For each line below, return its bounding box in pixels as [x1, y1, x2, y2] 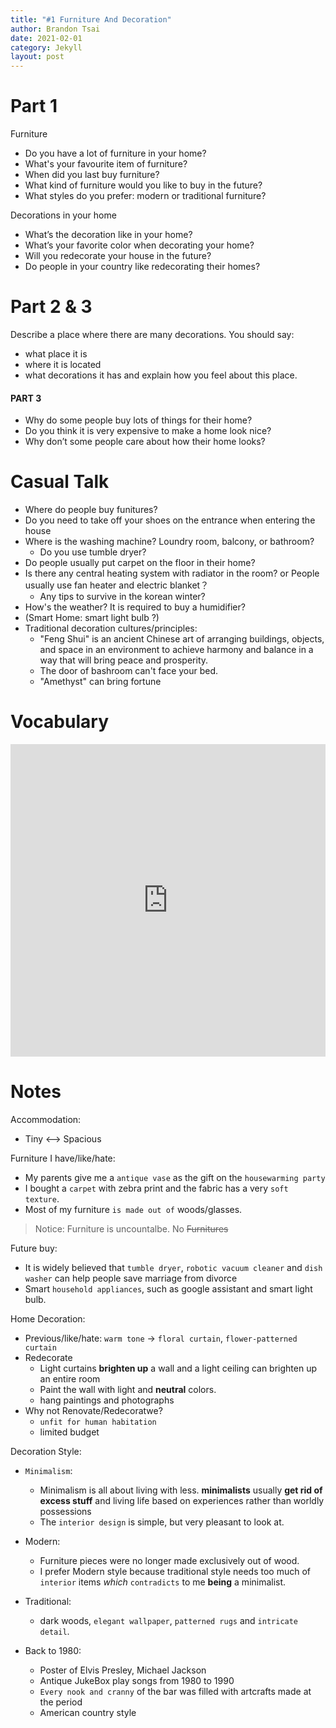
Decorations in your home [10, 209, 117, 221]
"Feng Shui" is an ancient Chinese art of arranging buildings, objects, [39, 633, 325, 645]
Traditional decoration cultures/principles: [24, 622, 198, 635]
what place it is [24, 348, 88, 360]
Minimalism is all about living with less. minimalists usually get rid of [39, 1484, 323, 1496]
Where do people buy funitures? [24, 504, 158, 516]
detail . [39, 1626, 70, 1638]
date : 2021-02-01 [10, 33, 83, 43]
